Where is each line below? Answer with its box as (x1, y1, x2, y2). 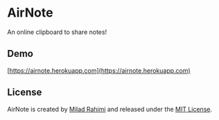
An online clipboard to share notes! (7, 28, 107, 36)
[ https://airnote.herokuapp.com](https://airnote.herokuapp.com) (7, 66, 191, 74)
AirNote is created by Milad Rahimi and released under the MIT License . (7, 105, 213, 113)
